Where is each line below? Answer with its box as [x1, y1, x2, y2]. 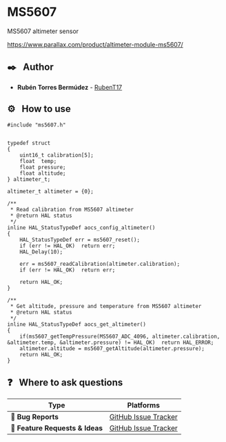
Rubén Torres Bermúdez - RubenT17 [17, 83, 123, 91]
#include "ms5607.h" [7, 122, 67, 128]
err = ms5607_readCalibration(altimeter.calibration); [19, 260, 181, 267]
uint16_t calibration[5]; [19, 151, 94, 159]
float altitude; [19, 170, 67, 177]
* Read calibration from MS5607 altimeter [10, 206, 134, 213]
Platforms [127, 401, 161, 410]
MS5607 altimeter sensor [7, 27, 79, 35]
